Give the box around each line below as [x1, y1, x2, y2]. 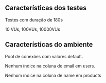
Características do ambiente [5, 41, 93, 49]
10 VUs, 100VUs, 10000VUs [5, 26, 60, 32]
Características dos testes [5, 4, 87, 12]
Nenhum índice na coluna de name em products [5, 72, 101, 78]
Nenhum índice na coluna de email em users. [5, 63, 96, 69]
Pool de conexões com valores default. [5, 53, 83, 59]
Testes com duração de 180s [5, 17, 63, 22]
